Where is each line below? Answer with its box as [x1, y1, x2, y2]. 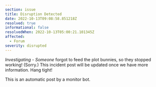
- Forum [9, 39, 25, 44]
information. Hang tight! [5, 67, 52, 73]
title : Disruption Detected [5, 12, 62, 17]
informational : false [5, 25, 49, 30]
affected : [5, 35, 25, 39]
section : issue [5, 7, 36, 12]
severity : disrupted [5, 43, 47, 48]
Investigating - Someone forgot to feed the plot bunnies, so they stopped [5, 56, 152, 62]
